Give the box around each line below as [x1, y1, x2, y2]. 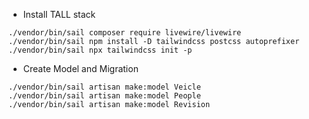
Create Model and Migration [22, 63, 139, 74]
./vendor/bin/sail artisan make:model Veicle [8, 82, 201, 92]
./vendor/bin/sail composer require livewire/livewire [8, 28, 242, 38]
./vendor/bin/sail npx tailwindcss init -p [8, 45, 193, 55]
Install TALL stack [22, 9, 96, 20]
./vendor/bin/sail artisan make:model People [8, 91, 201, 101]
